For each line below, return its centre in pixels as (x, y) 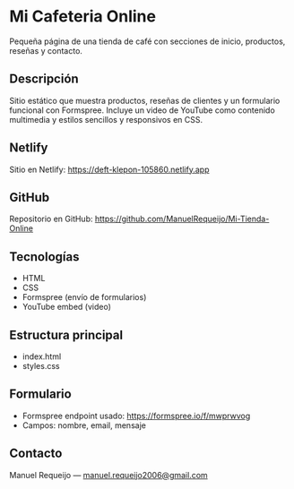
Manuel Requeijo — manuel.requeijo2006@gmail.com (108, 475)
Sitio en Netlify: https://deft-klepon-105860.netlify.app (109, 169)
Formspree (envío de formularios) (84, 297)
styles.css (41, 366)
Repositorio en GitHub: (51, 219)
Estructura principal (66, 335)
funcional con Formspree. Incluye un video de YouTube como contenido (142, 110)
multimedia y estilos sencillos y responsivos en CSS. (106, 119)
